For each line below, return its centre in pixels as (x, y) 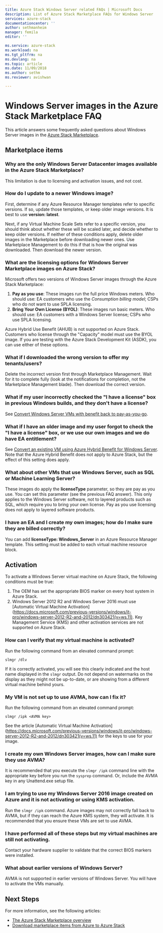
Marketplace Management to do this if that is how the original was (71, 244)
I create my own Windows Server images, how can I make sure (80, 753)
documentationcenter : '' (30, 23)
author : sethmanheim (26, 28)
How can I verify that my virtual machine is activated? (70, 640)
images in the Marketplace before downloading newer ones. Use (70, 239)
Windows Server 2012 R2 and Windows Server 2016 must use (74, 602)
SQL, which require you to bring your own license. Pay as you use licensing (81, 505)
